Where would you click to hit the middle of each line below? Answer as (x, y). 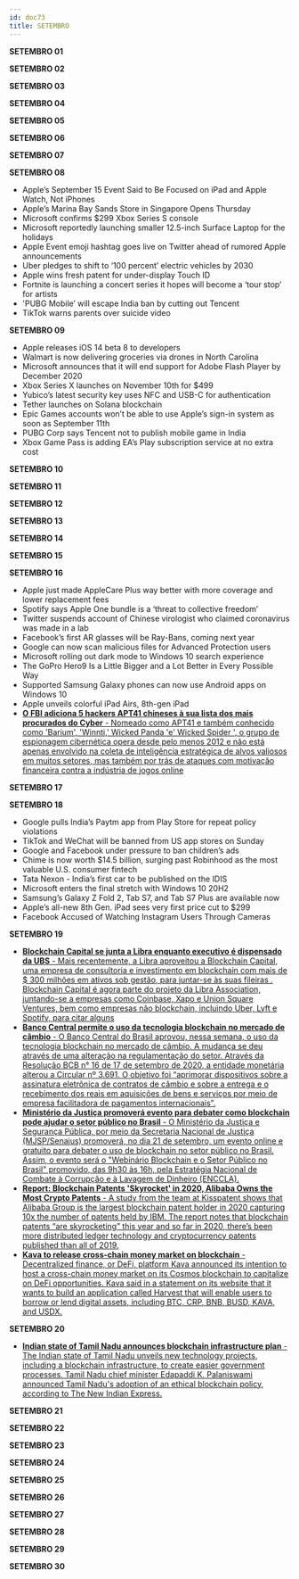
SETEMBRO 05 (37, 120)
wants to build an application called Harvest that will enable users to (147, 1292)
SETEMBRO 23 (37, 1445)
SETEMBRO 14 (36, 538)
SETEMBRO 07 (37, 155)
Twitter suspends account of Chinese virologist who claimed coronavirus (156, 618)
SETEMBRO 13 (36, 521)
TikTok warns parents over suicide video (96, 312)
